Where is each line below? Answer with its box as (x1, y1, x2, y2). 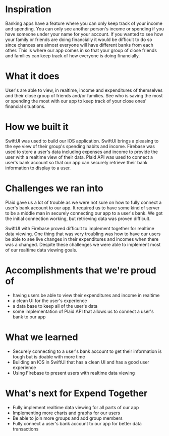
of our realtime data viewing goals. (5, 247, 78, 253)
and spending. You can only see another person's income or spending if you (5, 25, 164, 31)
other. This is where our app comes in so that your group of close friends (5, 47, 157, 53)
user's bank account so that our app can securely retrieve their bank (5, 159, 148, 165)
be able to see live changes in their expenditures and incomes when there (5, 236, 159, 242)
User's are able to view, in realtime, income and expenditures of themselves (5, 87, 163, 93)
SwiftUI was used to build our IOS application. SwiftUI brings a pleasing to (5, 138, 159, 144)
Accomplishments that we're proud (5, 265, 156, 276)
